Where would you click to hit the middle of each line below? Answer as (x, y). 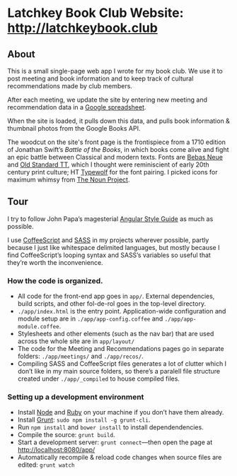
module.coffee (38, 327)
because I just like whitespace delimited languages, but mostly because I (114, 247)
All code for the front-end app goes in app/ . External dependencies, (116, 296)
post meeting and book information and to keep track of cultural (100, 78)
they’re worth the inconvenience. (56, 262)
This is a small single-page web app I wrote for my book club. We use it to (115, 71)
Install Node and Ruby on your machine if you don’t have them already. (121, 412)
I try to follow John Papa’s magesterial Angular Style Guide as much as (110, 219)
